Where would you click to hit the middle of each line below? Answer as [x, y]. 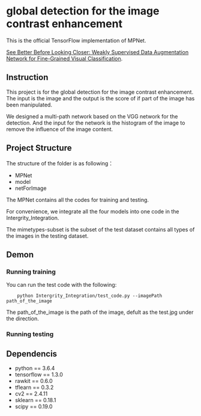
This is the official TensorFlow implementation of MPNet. [76, 40]
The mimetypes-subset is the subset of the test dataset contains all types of [100, 229]
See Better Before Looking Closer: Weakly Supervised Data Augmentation [97, 52]
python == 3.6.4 [35, 368]
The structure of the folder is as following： [60, 163]
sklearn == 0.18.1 [35, 400]
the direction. [22, 319]
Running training [31, 272]
